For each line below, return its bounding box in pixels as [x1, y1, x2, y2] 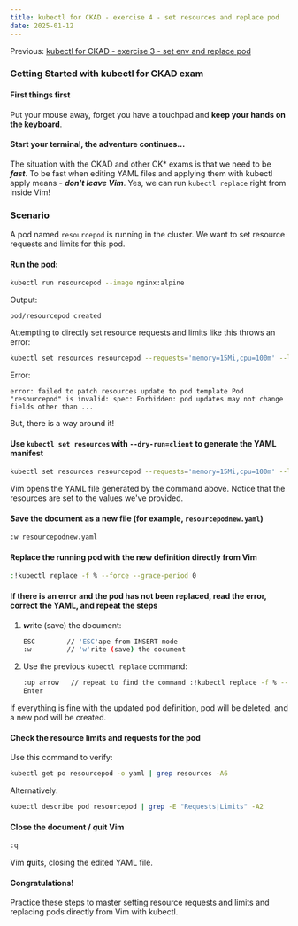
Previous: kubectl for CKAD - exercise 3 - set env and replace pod [10, 45, 251, 56]
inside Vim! [10, 187, 51, 198]
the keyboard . [10, 119, 63, 129]
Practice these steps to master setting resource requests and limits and [10, 897, 270, 908]
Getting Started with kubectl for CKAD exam [10, 67, 204, 80]
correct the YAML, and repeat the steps [10, 600, 158, 611]
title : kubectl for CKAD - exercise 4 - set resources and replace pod [10, 12, 279, 22]
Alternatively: [10, 785, 58, 796]
